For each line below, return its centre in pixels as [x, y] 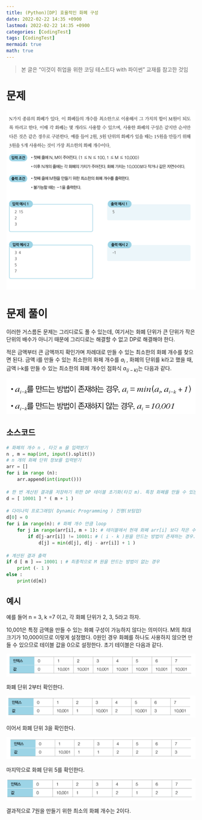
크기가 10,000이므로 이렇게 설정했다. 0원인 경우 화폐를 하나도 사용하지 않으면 [96, 637]
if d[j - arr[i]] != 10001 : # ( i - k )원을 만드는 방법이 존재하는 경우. [112, 536]
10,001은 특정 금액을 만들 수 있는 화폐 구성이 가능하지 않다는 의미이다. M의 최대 [99, 630]
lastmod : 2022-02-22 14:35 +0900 [48, 25]
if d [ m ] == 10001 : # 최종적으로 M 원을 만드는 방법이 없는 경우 [83, 562]
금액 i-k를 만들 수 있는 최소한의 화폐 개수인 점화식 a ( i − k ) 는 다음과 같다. [89, 369]
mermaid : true [24, 45]
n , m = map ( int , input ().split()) [51, 454]
